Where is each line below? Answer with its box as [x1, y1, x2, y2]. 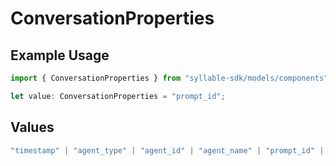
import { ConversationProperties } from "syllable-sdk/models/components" [10, 73, 329, 83]
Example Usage [10, 47, 110, 64]
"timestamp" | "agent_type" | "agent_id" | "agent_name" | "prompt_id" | [10, 145, 325, 156]
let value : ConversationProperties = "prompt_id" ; [10, 91, 226, 101]
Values [10, 119, 55, 136]
